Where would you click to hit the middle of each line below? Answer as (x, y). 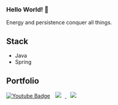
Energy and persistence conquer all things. (59, 23)
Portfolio (23, 81)
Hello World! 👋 (28, 10)
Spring (23, 62)
